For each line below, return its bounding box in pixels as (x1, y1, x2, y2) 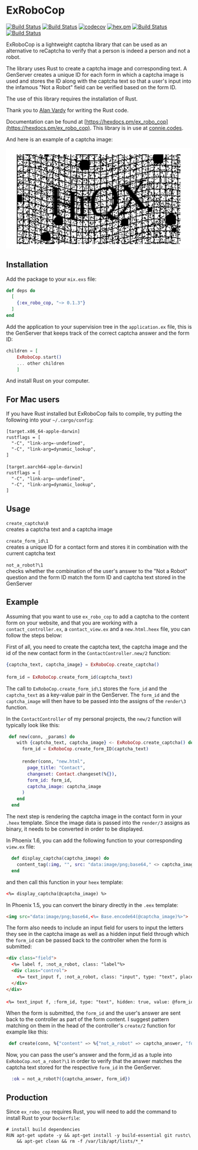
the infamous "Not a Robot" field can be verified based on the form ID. (6, 83, 177, 90)
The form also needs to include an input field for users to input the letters (6, 924, 184, 931)
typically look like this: (6, 721, 60, 728)
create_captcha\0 (6, 521, 49, 527)
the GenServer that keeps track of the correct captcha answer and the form (6, 329, 190, 336)
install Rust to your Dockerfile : (6, 1114, 81, 1121)
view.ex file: (6, 843, 35, 850)
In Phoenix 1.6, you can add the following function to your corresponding (6, 837, 183, 844)
